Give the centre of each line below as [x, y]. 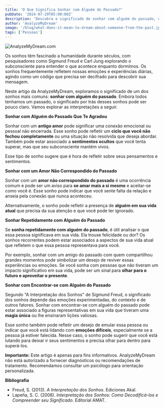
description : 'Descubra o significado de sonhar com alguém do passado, [81, 19]
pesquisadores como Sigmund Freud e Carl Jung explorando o [68, 61]
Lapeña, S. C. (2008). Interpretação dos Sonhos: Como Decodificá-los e [85, 395]
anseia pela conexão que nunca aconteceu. [49, 196]
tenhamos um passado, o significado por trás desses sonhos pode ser [76, 102]
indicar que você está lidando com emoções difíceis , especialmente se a [79, 330]
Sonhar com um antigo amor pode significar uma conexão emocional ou [78, 126]
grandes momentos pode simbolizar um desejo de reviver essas [70, 260]
